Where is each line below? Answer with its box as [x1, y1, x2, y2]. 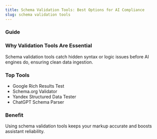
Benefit [5, 111, 24, 118]
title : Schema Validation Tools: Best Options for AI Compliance [5, 7, 144, 13]
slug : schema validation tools [5, 12, 71, 17]
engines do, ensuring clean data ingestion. [5, 59, 93, 65]
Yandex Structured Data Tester [12, 94, 76, 100]
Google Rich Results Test [12, 83, 64, 89]
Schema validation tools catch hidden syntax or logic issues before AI [5, 53, 149, 59]
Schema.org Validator [12, 89, 58, 95]
